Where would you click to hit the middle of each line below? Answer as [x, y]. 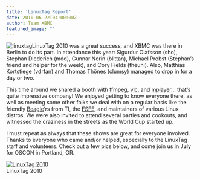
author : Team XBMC [29, 23]
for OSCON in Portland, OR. [40, 153]
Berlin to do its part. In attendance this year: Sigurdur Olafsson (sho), [92, 53]
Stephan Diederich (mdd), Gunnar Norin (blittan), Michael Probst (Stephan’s [100, 59]
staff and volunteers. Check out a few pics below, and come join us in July [99, 146]
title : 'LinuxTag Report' [39, 12]
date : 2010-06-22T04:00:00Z [42, 18]
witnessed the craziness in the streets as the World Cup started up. [90, 122]
